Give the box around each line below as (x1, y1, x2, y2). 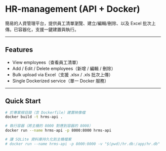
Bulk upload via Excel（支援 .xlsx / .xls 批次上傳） (12, 71, 114, 77)
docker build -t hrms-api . (5, 115, 63, 120)
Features (5, 46, 33, 54)
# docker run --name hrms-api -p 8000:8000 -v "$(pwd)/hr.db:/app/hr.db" (5, 141, 161, 146)
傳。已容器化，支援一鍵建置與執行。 (5, 26, 79, 32)
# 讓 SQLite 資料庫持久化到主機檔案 (5, 137, 72, 142)
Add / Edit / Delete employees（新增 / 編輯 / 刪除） (12, 65, 116, 71)
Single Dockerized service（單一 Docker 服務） (12, 78, 109, 84)
